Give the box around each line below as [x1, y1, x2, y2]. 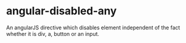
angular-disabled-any [6, 4, 117, 18]
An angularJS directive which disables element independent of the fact [6, 24, 181, 31]
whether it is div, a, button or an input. [6, 30, 100, 37]
